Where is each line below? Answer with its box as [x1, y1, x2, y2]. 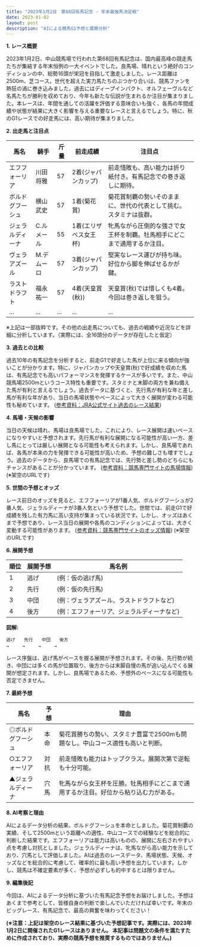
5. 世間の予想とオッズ [6, 484, 60, 491]
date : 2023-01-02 [6, 14, 49, 20]
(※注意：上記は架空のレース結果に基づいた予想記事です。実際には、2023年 [6, 920, 192, 927]
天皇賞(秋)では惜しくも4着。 [108, 284, 189, 293]
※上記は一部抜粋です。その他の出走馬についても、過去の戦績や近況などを [6, 324, 186, 331]
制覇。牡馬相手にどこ [126, 231, 186, 239]
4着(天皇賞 [71, 284, 102, 293]
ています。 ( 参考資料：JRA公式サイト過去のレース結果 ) [26, 401, 162, 408]
